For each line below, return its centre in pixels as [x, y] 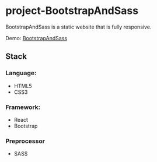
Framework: [23, 107]
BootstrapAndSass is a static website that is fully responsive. [78, 27]
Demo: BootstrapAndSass [36, 38]
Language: [21, 73]
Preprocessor [25, 141]
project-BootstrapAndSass [72, 11]
